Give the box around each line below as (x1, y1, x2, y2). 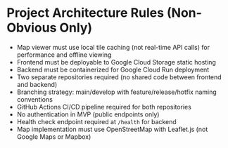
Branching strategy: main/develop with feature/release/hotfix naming (16, 88, 217, 96)
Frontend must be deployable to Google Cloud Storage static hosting (16, 58, 216, 66)
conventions (16, 95, 53, 103)
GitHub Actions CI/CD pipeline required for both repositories (16, 102, 191, 111)
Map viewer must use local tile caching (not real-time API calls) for (16, 43, 210, 51)
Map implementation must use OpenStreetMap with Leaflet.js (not (16, 125, 208, 133)
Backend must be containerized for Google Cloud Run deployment (16, 65, 210, 74)
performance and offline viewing (16, 51, 112, 59)
